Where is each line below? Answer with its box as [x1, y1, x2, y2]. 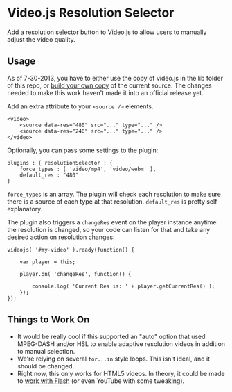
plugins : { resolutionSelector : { [7, 159, 113, 166]
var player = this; [19, 259, 76, 266]
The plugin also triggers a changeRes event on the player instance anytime [7, 218, 217, 227]
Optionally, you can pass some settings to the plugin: [7, 146, 159, 154]
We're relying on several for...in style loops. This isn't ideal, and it [17, 354, 210, 363]
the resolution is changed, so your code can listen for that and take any [7, 225, 211, 234]
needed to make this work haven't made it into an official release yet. [7, 88, 204, 97]
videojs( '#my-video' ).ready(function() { [7, 246, 135, 253]
